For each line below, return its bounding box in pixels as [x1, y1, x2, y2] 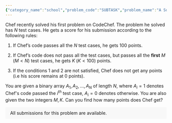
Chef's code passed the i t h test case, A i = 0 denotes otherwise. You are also [5, 89, 167, 97]
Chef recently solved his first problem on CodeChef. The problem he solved [5, 21, 165, 28]
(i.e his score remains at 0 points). [12, 72, 85, 79]
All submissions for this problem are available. [10, 110, 107, 116]
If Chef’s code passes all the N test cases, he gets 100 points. [12, 42, 143, 48]
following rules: [5, 32, 38, 38]
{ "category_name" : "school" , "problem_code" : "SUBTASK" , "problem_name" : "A [5, 7, 161, 13]
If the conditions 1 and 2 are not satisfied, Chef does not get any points [12, 67, 162, 73]
